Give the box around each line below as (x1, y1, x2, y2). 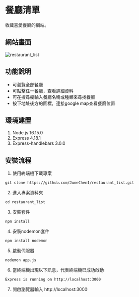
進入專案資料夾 (12, 190, 43, 196)
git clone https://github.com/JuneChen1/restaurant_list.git (5, 180, 135, 185)
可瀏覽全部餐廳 (12, 81, 43, 87)
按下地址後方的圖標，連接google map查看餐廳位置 (12, 100, 115, 106)
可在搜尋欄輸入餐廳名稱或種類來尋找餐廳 (12, 94, 95, 100)
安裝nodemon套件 (12, 228, 50, 235)
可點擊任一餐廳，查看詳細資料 (12, 88, 73, 94)
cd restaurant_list (5, 200, 46, 205)
